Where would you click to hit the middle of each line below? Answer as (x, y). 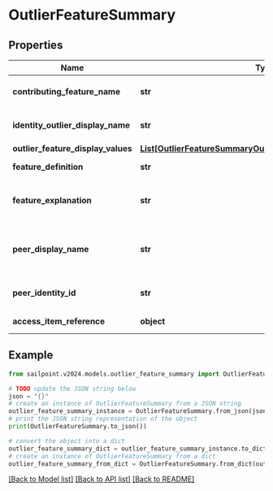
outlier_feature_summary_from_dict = (72, 464)
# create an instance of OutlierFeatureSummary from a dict (113, 456)
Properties (36, 45)
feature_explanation (52, 200)
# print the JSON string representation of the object (103, 419)
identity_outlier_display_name (71, 125)
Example (31, 355)
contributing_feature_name (66, 91)
